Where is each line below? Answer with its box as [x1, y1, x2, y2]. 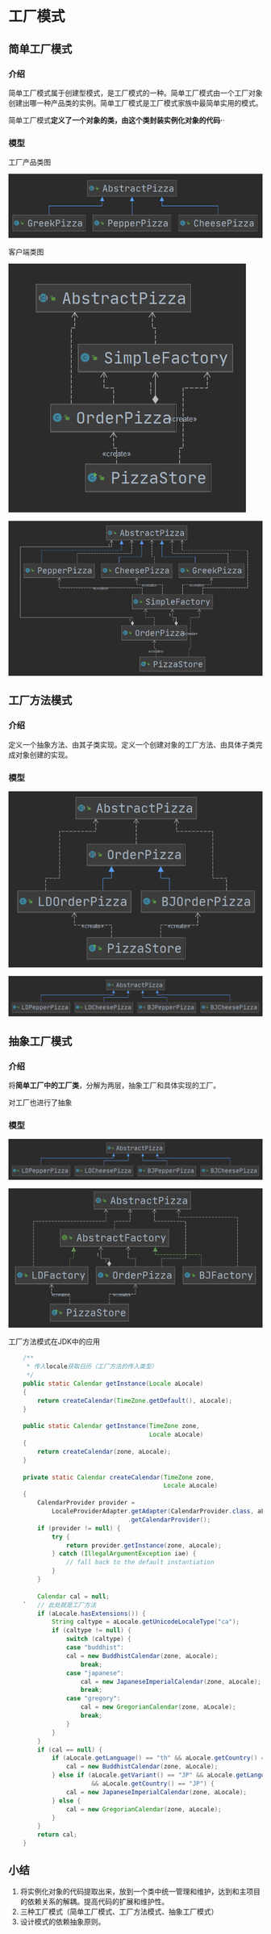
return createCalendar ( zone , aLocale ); [37, 1447, 172, 1455]
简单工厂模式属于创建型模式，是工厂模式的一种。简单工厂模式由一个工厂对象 [8, 88, 263, 98]
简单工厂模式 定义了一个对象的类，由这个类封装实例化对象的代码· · [8, 115, 225, 125]
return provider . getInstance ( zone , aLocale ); [65, 1541, 222, 1550]
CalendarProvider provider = [37, 1499, 135, 1507]
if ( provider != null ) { [37, 1524, 121, 1532]
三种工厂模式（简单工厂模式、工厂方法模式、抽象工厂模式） [19, 1907, 219, 1916]
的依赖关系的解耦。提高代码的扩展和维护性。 [19, 1896, 169, 1906]
